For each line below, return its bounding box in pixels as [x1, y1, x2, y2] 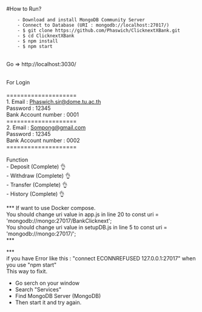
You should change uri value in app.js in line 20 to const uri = [6, 211, 159, 218]
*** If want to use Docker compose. [6, 205, 96, 211]
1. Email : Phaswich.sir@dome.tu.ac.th [6, 98, 101, 105]
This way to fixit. [6, 268, 47, 275]
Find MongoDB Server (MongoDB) [15, 293, 101, 299]
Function [6, 156, 29, 163]
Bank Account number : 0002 [6, 137, 80, 144]
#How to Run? [6, 5, 42, 12]
